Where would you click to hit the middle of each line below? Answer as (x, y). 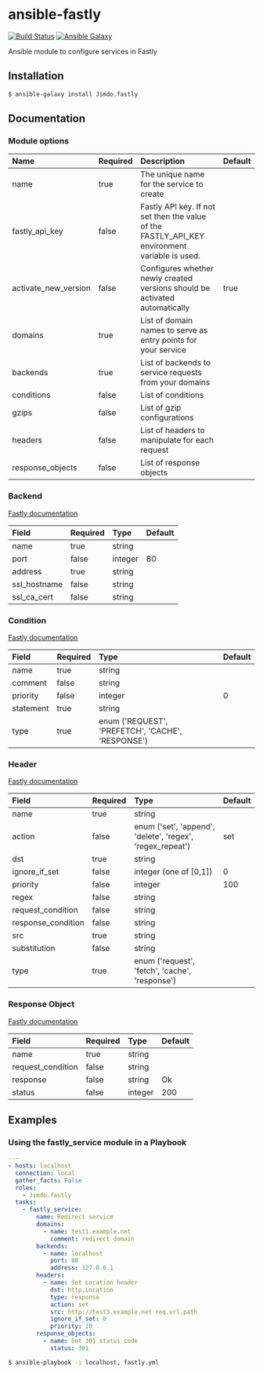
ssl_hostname (38, 584)
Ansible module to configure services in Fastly (83, 51)
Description (163, 161)
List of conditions (172, 395)
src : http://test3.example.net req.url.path (124, 1312)
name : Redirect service (75, 1217)
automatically (165, 308)
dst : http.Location (81, 1290)
